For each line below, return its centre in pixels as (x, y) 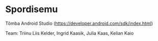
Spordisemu (32, 9)
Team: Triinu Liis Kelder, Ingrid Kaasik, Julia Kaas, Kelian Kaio (70, 33)
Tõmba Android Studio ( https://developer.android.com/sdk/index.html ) (79, 23)
